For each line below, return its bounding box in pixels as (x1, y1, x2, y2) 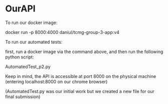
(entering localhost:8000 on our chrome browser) (5, 78, 108, 84)
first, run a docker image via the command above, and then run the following (5, 48, 163, 54)
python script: (5, 53, 34, 60)
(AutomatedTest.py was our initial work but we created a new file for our (5, 88, 154, 94)
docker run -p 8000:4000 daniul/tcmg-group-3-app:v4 (5, 29, 119, 35)
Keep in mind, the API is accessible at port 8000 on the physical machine (5, 73, 156, 79)
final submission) (5, 93, 41, 99)
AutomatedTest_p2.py (5, 63, 51, 69)
